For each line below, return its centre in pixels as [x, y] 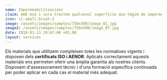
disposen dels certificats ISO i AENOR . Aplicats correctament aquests [77, 56]
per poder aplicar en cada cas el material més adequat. [62, 72]
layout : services [23, 38]
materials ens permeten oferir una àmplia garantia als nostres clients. [76, 62]
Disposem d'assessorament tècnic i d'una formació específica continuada [81, 67]
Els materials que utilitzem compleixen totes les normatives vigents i [75, 51]
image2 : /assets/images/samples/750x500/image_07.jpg [62, 28]
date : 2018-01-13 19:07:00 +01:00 [41, 33]
